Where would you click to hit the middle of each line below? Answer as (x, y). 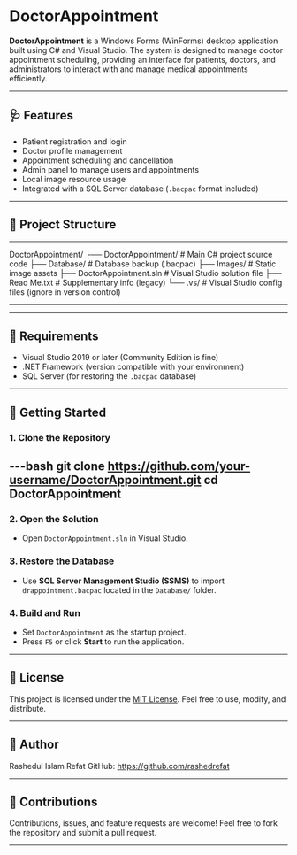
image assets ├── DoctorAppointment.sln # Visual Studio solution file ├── (145, 273)
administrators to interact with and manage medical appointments (129, 69)
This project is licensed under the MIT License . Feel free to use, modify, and (148, 699)
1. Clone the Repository (60, 437)
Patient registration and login (75, 141)
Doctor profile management (72, 150)
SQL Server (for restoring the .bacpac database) (109, 376)
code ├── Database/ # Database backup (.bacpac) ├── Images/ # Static (143, 264)
